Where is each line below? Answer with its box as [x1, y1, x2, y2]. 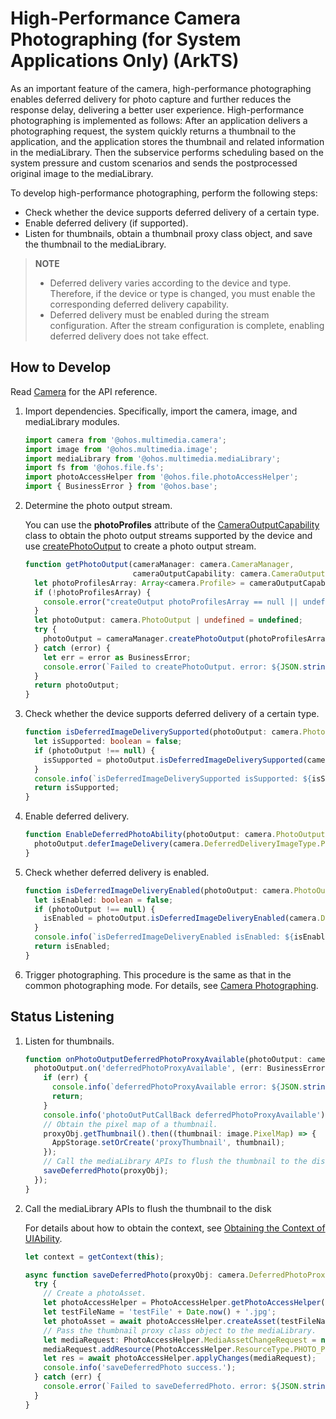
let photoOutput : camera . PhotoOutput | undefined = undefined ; [34, 615, 303, 626]
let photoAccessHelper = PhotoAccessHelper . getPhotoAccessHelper [43, 1298, 322, 1308]
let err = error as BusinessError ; [43, 652, 192, 662]
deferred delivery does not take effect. [49, 330, 209, 342]
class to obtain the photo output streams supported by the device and [24, 530, 313, 541]
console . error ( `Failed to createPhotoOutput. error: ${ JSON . [43, 662, 303, 672]
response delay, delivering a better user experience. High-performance [10, 103, 305, 116]
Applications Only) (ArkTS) [10, 50, 240, 72]
